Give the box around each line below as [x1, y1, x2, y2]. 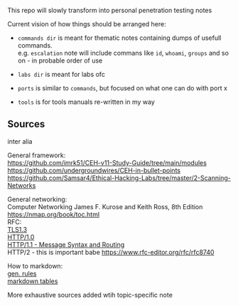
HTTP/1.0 [7, 233, 35, 241]
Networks [7, 181, 36, 189]
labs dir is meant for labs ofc [17, 70, 105, 78]
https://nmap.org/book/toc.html [7, 210, 100, 218]
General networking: [7, 195, 67, 204]
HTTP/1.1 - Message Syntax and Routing [7, 240, 125, 248]
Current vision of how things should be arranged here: [7, 20, 166, 28]
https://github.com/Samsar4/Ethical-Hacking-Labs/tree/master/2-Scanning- [7, 174, 231, 182]
